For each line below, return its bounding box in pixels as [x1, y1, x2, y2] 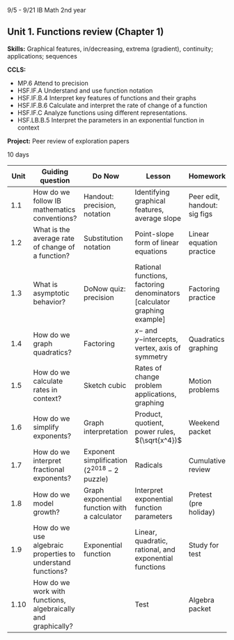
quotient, [134, 418, 164, 428]
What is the [33, 224, 70, 234]
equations [134, 247, 168, 256]
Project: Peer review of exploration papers [7, 136, 130, 145]
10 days [7, 150, 29, 159]
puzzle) [83, 474, 109, 484]
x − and [134, 325, 158, 335]
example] [134, 314, 166, 324]
